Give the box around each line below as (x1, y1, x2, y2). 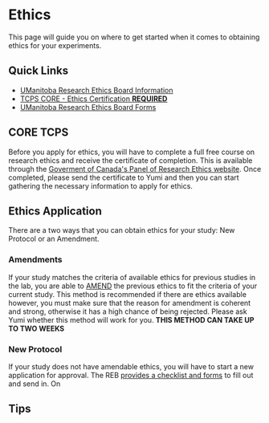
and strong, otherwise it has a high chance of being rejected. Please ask (8, 307, 247, 316)
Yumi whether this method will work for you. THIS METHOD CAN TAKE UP (8, 315, 255, 324)
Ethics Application (8, 204, 102, 218)
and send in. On (8, 379, 61, 388)
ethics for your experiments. (8, 40, 102, 50)
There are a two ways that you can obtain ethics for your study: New (8, 226, 235, 235)
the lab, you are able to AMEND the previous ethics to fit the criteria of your (8, 281, 258, 291)
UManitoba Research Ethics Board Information (19, 85, 174, 95)
